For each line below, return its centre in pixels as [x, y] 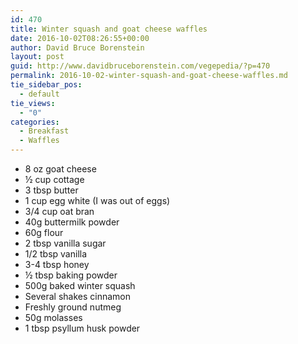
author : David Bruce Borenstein [77, 47]
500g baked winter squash [80, 285]
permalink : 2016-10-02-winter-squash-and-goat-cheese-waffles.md [149, 76]
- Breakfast [44, 131]
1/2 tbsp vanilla [56, 254]
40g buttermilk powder [72, 222]
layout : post [37, 57]
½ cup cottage [54, 179]
